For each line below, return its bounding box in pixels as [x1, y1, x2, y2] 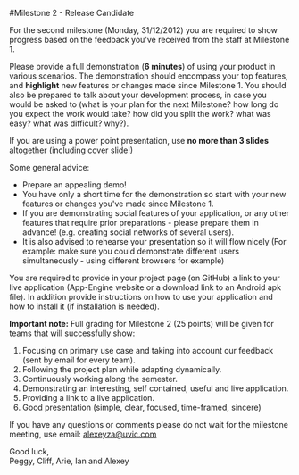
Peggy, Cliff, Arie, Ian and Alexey [9, 455, 129, 466]
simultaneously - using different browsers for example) [21, 255, 225, 266]
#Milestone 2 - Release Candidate [9, 8, 135, 18]
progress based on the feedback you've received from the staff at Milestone [9, 35, 290, 45]
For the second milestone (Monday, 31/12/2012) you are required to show [9, 25, 278, 35]
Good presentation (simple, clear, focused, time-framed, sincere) [21, 402, 262, 412]
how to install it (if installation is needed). [9, 301, 160, 312]
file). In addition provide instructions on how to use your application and [9, 292, 274, 302]
